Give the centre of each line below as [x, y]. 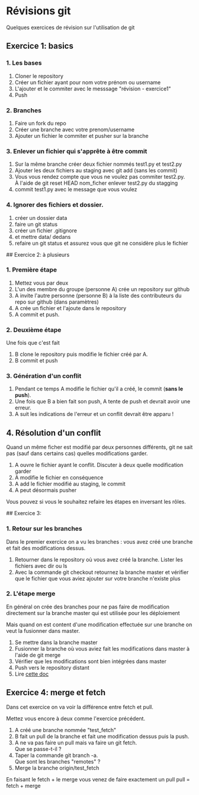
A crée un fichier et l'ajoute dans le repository [70, 308]
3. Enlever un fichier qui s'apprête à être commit [77, 151]
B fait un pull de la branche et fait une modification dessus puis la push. [102, 736]
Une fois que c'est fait [33, 343]
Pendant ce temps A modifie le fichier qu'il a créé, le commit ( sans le [99, 389]
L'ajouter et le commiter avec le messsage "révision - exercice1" [93, 89]
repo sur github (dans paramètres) [57, 302]
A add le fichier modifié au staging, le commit [70, 484]
